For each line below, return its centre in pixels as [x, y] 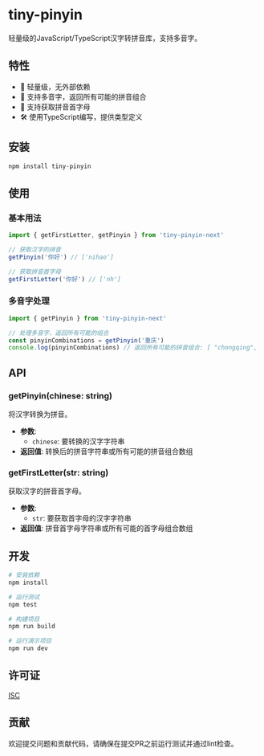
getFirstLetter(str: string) [59, 472]
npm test [23, 604]
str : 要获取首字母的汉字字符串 [82, 518]
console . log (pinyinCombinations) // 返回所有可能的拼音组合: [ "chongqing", [133, 348]
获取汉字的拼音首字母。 [47, 491]
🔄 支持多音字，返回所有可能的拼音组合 [83, 96]
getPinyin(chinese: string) [61, 395]
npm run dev [28, 648]
